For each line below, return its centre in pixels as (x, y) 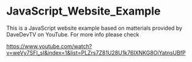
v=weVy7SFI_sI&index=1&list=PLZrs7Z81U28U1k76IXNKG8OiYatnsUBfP (96, 52)
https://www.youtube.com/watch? (49, 46)
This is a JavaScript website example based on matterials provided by (94, 28)
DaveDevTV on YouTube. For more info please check (73, 34)
